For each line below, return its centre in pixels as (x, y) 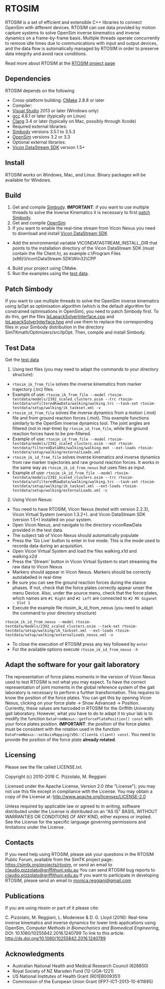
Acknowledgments (35, 954)
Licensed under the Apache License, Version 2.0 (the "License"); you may (80, 786)
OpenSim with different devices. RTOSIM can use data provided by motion (81, 27)
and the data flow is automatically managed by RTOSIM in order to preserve (82, 48)
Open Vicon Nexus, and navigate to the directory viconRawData (77, 525)
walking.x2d (25, 556)
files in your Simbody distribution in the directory (55, 327)
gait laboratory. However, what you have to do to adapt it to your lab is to (79, 713)
